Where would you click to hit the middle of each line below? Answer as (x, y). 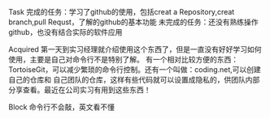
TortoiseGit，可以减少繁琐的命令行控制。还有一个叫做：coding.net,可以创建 (135, 70)
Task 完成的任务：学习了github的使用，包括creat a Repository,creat (122, 12)
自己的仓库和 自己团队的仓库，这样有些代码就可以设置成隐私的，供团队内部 (134, 80)
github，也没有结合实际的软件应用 (65, 32)
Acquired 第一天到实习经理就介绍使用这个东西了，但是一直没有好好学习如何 (135, 49)
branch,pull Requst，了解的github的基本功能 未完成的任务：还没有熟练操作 (133, 22)
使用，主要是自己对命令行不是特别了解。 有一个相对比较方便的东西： (123, 59)
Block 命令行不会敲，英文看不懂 (62, 107)
